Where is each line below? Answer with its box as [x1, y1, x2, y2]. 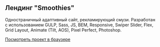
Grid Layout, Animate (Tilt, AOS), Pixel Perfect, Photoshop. [5, 27, 122, 33]
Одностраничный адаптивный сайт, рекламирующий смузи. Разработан [5, 16, 156, 22]
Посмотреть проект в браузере [5, 36, 71, 42]
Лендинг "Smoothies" [5, 4, 75, 12]
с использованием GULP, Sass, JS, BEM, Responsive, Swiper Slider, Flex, [5, 22, 154, 28]
